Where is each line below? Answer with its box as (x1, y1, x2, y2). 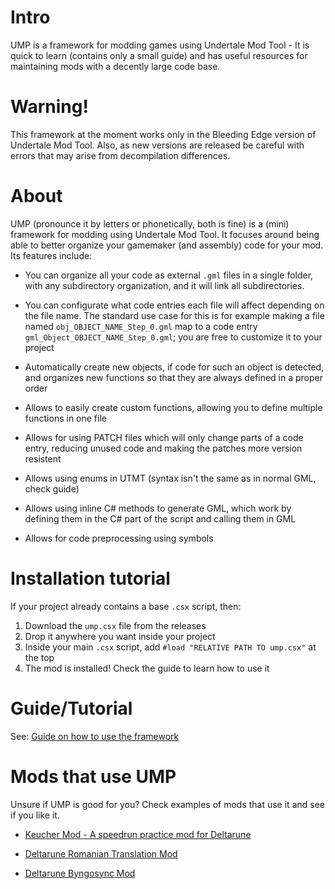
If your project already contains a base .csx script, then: (10, 600, 242, 612)
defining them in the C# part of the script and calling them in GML (24, 512, 297, 525)
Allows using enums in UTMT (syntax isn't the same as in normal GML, (24, 472, 317, 484)
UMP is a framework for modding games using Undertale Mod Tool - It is (10, 39, 310, 51)
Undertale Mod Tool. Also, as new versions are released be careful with (10, 139, 305, 151)
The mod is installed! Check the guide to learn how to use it (24, 662, 270, 674)
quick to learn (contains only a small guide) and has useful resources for (10, 49, 308, 61)
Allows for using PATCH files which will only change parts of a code (24, 431, 304, 443)
